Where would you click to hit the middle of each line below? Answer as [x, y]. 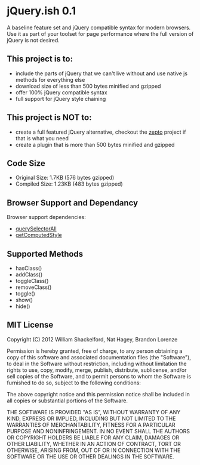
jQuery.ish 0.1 [41, 11]
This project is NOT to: [49, 118]
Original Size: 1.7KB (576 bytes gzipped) [65, 178]
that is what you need [42, 138]
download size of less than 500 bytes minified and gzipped [88, 86]
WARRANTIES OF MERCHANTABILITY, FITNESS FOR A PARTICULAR [91, 424]
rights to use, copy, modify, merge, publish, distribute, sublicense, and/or [97, 370]
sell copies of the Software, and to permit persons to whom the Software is [99, 376]
